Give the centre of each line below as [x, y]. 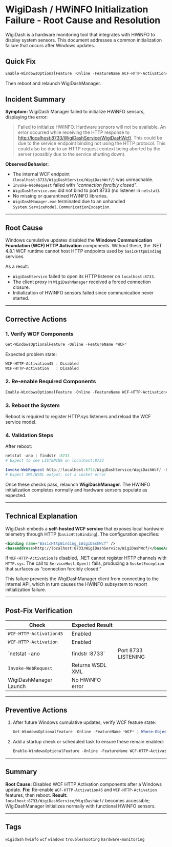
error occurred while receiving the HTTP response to [73, 132]
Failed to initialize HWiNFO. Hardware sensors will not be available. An [92, 127]
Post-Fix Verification [39, 611]
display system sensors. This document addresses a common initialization [84, 40]
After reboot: [19, 446]
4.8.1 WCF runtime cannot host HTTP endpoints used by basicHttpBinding [83, 251]
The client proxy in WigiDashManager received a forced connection [82, 282]
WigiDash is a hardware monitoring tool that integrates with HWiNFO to [80, 34]
